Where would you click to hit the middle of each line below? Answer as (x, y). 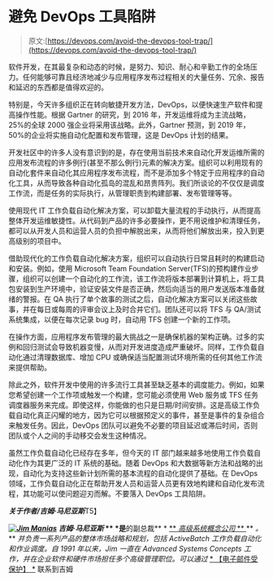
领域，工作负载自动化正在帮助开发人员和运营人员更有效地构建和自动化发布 (133, 483)
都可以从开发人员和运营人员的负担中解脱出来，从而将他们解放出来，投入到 (133, 231)
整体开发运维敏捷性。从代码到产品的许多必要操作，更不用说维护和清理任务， (136, 220)
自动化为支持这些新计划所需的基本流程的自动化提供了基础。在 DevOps (140, 473)
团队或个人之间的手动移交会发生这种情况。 (80, 435)
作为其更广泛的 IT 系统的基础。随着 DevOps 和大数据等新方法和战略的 (139, 463)
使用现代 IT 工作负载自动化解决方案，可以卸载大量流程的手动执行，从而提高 (135, 210)
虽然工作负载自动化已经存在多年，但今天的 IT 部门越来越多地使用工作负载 (131, 452)
